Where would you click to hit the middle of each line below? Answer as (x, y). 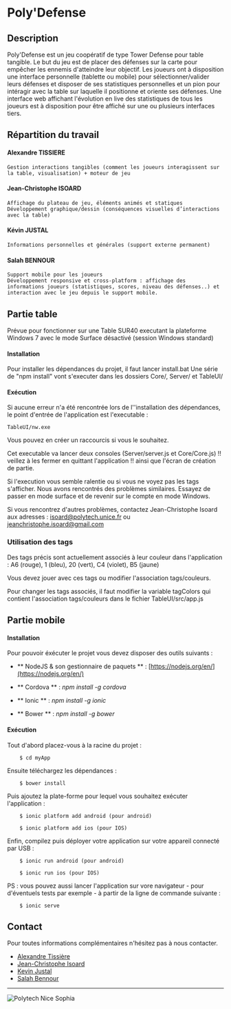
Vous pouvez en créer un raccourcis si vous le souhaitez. (88, 440)
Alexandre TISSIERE (36, 152)
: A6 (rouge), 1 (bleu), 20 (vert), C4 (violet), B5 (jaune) (83, 564)
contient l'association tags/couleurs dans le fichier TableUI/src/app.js (106, 599)
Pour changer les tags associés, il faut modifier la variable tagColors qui (109, 591)
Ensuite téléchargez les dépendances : (62, 770)
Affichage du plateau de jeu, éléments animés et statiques (95, 203)
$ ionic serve (40, 906)
